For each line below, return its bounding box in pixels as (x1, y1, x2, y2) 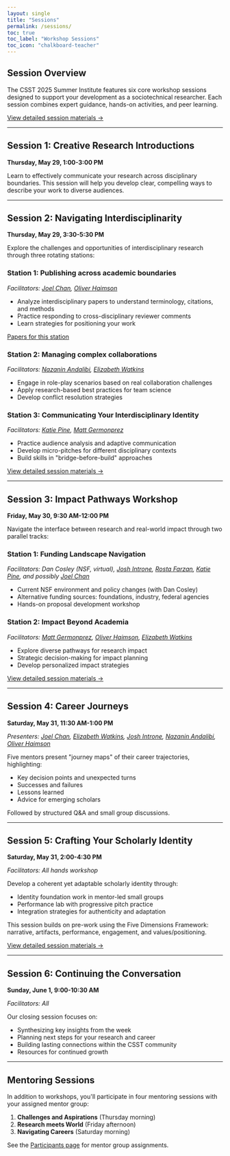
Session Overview (7, 67, 87, 79)
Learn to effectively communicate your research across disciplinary (7, 171, 197, 179)
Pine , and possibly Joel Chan (7, 572, 90, 580)
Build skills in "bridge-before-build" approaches (16, 454, 153, 462)
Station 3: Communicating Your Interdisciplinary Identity (7, 410, 200, 420)
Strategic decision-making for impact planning (16, 653, 149, 661)
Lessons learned (16, 788, 64, 796)
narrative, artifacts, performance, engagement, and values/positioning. (7, 928, 207, 936)
